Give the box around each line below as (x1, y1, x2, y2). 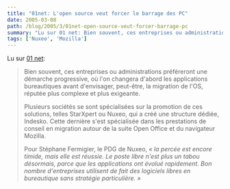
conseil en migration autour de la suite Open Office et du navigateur (23, 125, 216, 133)
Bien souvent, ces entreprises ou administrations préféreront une (23, 68, 207, 76)
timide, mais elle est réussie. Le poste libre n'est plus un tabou (23, 152, 200, 161)
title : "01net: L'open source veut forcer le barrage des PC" (7, 10, 188, 17)
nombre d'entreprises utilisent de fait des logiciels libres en (23, 167, 191, 175)
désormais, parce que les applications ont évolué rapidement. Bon (23, 160, 212, 168)
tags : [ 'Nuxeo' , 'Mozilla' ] (7, 36, 88, 42)
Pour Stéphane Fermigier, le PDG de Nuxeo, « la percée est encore (23, 145, 212, 153)
